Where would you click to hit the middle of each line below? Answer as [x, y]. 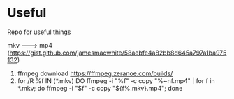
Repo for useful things [39, 32]
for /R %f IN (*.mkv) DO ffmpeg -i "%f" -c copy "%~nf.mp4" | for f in [116, 80]
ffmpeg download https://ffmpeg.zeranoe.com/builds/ [95, 73]
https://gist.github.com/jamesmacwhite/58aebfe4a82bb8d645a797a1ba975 [118, 53]
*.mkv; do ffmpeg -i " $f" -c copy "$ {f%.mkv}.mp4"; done [100, 88]
